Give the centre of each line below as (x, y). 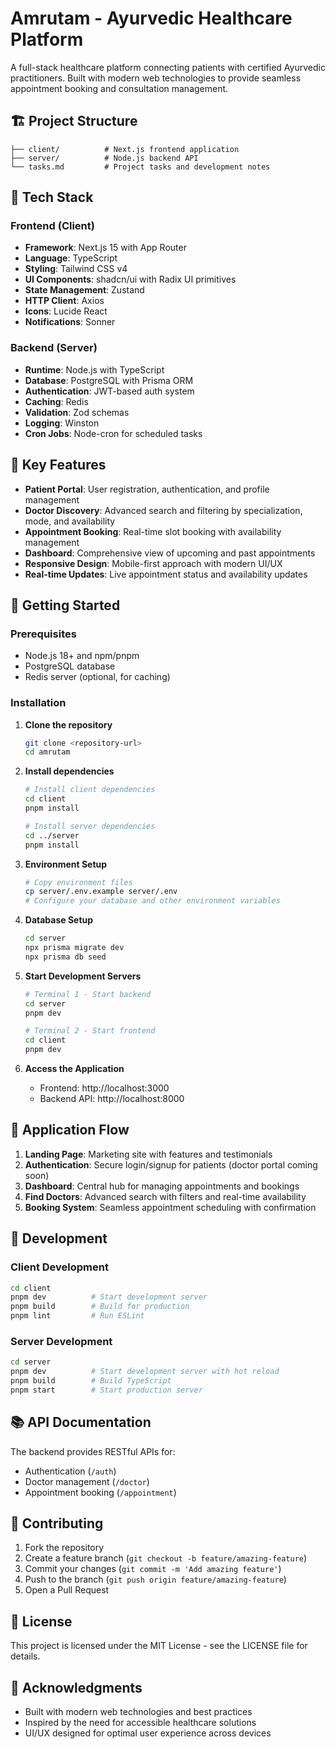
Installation (38, 703)
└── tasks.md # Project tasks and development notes (140, 167)
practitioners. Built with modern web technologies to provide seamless (156, 78)
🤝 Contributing (57, 1523)
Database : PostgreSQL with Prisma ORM (109, 380)
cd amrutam (47, 752)
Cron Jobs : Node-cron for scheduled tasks (113, 433)
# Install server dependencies (90, 826)
